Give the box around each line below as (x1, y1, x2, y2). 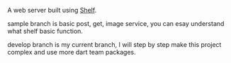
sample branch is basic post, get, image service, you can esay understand (7, 20, 225, 27)
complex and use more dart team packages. (7, 48, 136, 56)
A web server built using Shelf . (7, 6, 97, 14)
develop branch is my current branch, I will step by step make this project (7, 41, 222, 48)
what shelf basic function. (7, 27, 84, 35)
